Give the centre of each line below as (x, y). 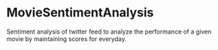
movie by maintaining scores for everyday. (66, 38)
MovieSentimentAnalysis (80, 13)
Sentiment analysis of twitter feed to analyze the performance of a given (109, 32)
